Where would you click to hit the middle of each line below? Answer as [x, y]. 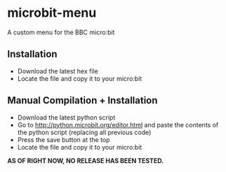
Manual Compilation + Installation [82, 100]
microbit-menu [52, 13]
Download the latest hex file [58, 71]
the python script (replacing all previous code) [84, 132]
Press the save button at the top [64, 139]
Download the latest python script [66, 117]
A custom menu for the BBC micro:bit [61, 32]
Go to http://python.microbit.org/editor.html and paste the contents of [118, 124]
